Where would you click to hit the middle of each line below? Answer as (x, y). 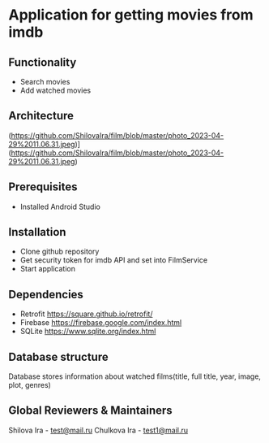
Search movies (45, 82)
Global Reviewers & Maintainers (90, 411)
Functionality (43, 62)
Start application (47, 269)
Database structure (58, 356)
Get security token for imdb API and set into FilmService (114, 260)
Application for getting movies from (131, 15)
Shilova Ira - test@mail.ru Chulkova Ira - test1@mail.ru (98, 430)
